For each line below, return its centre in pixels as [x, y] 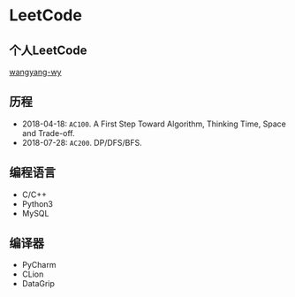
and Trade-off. [48, 133]
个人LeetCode [48, 50]
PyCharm [39, 265]
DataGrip [38, 284]
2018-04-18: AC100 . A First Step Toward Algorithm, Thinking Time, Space [154, 124]
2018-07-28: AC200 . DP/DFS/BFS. [82, 142]
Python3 [37, 203]
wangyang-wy [35, 72]
